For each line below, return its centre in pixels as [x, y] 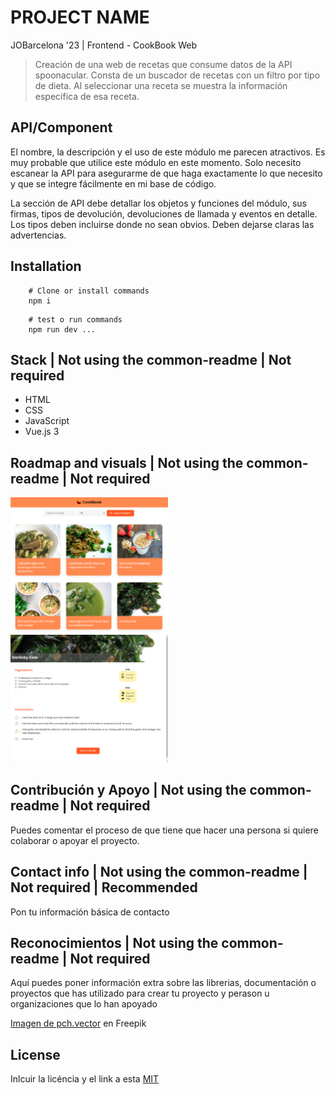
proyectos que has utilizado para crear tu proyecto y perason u [140, 993]
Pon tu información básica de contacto [90, 912]
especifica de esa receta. [87, 96]
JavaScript [47, 421]
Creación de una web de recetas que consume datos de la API [163, 64]
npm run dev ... [62, 329]
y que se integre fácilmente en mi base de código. [113, 183]
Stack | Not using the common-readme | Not [151, 359]
